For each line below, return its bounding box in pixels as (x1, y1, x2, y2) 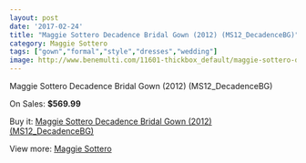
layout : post (9, 13, 59, 23)
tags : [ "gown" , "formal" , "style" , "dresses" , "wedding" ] (9, 47, 219, 56)
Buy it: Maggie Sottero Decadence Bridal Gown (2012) (9, 116, 212, 127)
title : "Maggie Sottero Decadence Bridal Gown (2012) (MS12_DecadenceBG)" (9, 30, 300, 39)
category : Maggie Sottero (9, 38, 107, 48)
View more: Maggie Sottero (9, 143, 112, 154)
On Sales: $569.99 (9, 98, 82, 109)
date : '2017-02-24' (9, 22, 84, 31)
